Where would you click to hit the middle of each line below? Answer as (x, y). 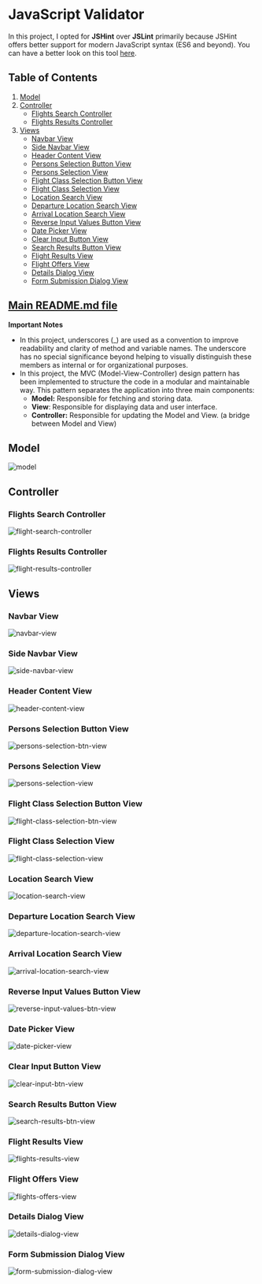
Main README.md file (63, 306)
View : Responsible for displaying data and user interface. (124, 406)
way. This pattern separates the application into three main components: (137, 390)
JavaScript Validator (76, 15)
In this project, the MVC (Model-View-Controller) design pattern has (129, 373)
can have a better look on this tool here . (72, 53)
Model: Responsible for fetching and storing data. (112, 398)
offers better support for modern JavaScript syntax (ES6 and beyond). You (129, 44)
